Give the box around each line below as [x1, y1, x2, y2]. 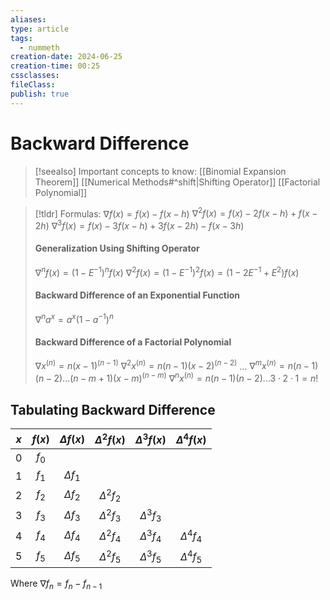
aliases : [10, 14, 47, 25]
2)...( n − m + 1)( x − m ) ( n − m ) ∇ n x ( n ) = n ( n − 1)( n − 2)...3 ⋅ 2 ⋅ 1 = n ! [53, 371, 319, 385]
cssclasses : [10, 71, 60, 81]
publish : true [10, 89, 70, 99]
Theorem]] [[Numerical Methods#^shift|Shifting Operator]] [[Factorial [34, 176, 321, 188]
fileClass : [10, 80, 56, 90]
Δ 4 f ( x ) [175, 431, 207, 447]
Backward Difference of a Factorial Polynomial [34, 336, 232, 348]
